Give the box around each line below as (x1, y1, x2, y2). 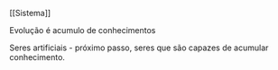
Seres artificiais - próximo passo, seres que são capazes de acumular (9, 42, 269, 53)
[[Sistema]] (9, 8, 51, 18)
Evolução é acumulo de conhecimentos (9, 25, 156, 35)
